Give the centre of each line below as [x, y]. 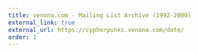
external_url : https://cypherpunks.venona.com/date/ [96, 30]
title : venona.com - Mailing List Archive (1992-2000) [100, 15]
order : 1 [22, 37]
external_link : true [42, 23]
